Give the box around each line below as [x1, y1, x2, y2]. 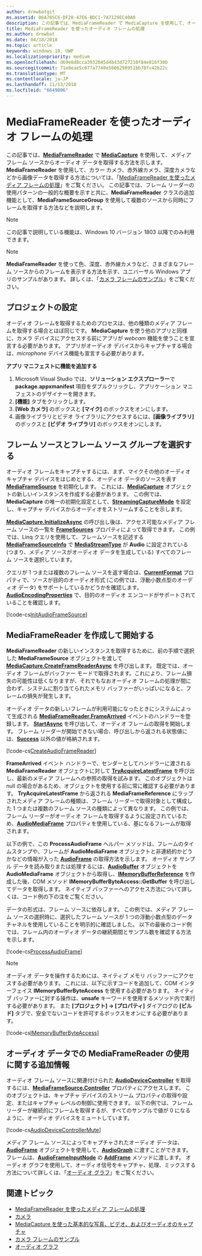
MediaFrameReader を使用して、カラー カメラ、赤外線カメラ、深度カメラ [6, 166, 191, 173]
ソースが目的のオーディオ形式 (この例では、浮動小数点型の [32, 576, 177, 584]
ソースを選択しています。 [13, 556, 76, 563]
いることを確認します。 [6, 599, 64, 606]
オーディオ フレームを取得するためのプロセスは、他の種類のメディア [6, 319, 176, 326]
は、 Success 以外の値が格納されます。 [6, 736, 103, 743]
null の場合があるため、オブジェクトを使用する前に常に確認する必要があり [6, 783, 191, 790]
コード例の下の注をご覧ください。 [22, 893, 106, 901]
